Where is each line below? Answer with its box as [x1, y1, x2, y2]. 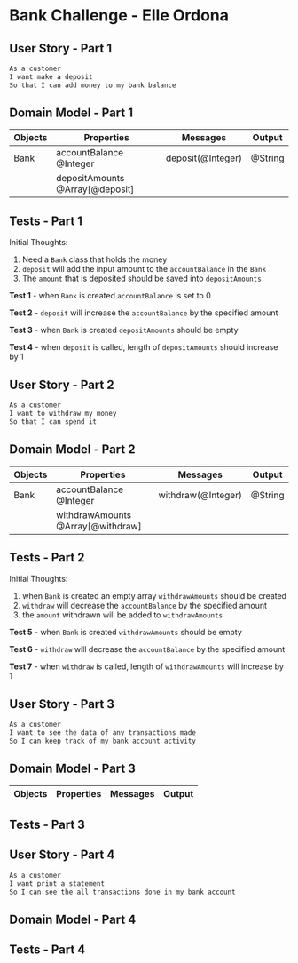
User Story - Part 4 [9, 848, 115, 863]
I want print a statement [9, 879, 105, 888]
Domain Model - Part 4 [9, 911, 137, 927]
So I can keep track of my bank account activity [9, 736, 197, 745]
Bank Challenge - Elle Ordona [9, 5, 229, 26]
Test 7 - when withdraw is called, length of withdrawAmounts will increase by [9, 661, 284, 672]
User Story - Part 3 [9, 696, 115, 712]
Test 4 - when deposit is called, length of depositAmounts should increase [9, 342, 278, 353]
